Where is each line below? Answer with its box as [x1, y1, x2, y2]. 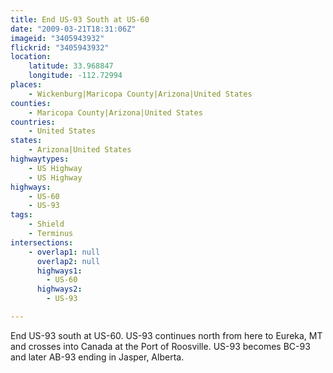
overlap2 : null [36, 256, 101, 266]
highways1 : [36, 266, 83, 276]
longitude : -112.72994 [28, 71, 123, 81]
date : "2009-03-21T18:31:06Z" [10, 24, 137, 34]
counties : [10, 98, 52, 108]
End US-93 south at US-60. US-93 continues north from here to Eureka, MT [10, 329, 323, 341]
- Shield [28, 219, 65, 230]
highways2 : [36, 284, 83, 295]
